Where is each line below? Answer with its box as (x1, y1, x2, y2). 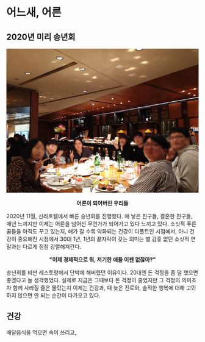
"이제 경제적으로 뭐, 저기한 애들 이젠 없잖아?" (49, 256, 156, 263)
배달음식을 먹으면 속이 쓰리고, (6, 329, 77, 336)
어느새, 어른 (6, 5, 62, 20)
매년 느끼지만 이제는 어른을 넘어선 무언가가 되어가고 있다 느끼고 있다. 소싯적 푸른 (6, 220, 197, 227)
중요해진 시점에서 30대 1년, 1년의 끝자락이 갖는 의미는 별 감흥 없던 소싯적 (17, 235, 190, 243)
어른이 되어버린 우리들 (76, 199, 129, 207)
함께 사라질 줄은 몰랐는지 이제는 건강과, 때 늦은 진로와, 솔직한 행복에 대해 (12, 284, 185, 291)
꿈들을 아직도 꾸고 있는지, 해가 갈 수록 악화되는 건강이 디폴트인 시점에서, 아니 (6, 228, 189, 235)
